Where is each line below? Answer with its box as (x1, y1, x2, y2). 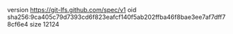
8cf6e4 (7, 20, 29, 28)
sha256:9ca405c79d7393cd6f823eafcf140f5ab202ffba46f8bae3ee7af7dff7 (7, 13, 226, 21)
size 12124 (29, 20, 60, 28)
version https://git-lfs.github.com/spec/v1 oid (7, 6, 137, 14)
